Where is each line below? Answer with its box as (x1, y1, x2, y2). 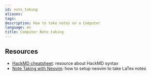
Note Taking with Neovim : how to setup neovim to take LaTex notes (12, 65, 147, 71)
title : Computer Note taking (5, 30, 64, 34)
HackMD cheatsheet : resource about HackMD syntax (12, 60, 119, 66)
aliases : (5, 12, 23, 16)
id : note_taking (5, 7, 38, 12)
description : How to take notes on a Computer (5, 20, 101, 26)
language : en (5, 25, 31, 30)
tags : (5, 16, 16, 21)
